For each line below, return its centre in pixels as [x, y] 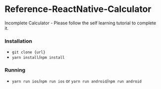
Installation [19, 41]
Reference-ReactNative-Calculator [78, 9]
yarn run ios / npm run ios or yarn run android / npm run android [77, 81]
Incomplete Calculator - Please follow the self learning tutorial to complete [80, 23]
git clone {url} [28, 52]
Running [15, 70]
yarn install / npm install [38, 57]
